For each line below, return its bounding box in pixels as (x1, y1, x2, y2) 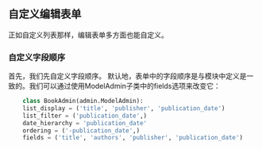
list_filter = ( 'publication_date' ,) (22, 112, 148, 120)
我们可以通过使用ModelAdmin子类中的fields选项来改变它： (29, 82, 221, 91)
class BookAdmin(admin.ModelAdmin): (22, 97, 144, 105)
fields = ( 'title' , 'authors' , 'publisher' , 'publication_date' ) (22, 134, 244, 142)
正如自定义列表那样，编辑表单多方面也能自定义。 (8, 30, 168, 40)
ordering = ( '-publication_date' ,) (22, 126, 141, 135)
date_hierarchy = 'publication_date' (22, 119, 148, 127)
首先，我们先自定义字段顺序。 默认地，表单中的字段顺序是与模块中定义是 (8, 71, 247, 81)
